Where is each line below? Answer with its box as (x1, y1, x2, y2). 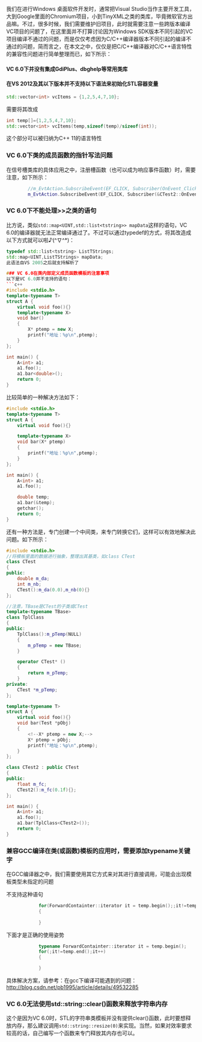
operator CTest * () (17, 659, 66, 665)
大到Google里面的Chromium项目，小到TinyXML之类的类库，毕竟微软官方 (6, 13, 188, 20)
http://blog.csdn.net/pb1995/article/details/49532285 (6, 984, 139, 991)
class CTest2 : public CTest (6, 765, 79, 771)
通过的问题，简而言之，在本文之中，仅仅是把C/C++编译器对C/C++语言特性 (6, 43, 192, 50)
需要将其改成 (6, 105, 38, 113)
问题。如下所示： (6, 535, 49, 543)
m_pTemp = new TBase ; (28, 643, 82, 649)
